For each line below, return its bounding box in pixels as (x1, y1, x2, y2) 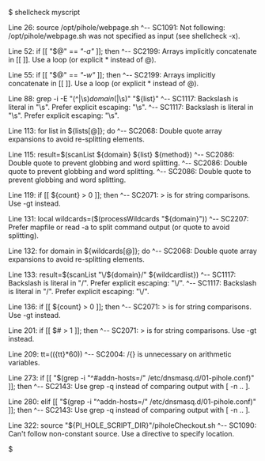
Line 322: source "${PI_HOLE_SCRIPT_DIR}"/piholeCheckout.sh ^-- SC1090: (8, 421, 257, 430)
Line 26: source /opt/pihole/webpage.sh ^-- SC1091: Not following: (8, 23, 225, 32)
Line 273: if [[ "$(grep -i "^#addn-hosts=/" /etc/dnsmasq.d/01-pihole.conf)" (8, 373, 255, 383)
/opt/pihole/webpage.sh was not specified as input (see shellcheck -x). (8, 32, 240, 40)
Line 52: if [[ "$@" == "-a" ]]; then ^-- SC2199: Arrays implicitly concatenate (8, 47, 257, 55)
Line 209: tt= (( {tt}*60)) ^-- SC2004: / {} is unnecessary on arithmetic (8, 350, 232, 359)
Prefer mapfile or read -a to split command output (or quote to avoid (8, 222, 230, 232)
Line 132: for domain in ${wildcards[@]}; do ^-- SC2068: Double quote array (8, 246, 257, 255)
